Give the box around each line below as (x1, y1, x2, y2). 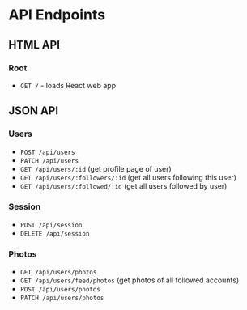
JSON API (8, 104, 59, 118)
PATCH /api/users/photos (19, 294, 104, 303)
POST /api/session (19, 221, 83, 229)
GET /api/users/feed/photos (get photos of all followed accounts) (19, 275, 240, 285)
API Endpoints (8, 6, 106, 24)
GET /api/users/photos (19, 269, 97, 277)
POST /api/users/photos (19, 286, 101, 294)
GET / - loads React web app (19, 80, 116, 90)
